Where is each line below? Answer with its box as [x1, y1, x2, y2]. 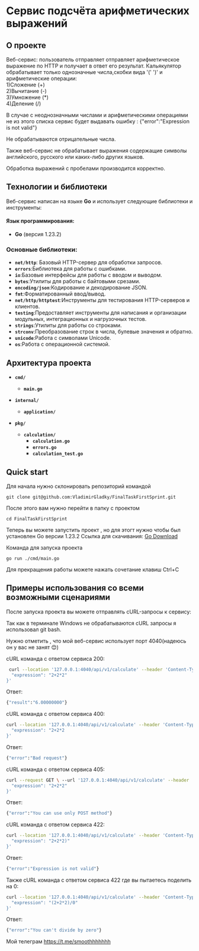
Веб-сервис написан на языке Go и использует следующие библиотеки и [6, 197, 193, 205]
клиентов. [14, 303, 40, 310]
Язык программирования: [6, 217, 75, 224]
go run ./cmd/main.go [6, 555, 60, 561]
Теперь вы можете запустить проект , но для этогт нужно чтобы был [6, 526, 181, 534]
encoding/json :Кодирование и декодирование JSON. [14, 284, 148, 291]
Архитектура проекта [6, 358, 92, 368]
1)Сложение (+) [6, 81, 46, 88]
